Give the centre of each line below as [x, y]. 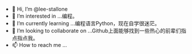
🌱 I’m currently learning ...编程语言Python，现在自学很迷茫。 [86, 23]
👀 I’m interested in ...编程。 [45, 16]
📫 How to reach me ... [39, 45]
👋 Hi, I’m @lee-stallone [40, 9]
